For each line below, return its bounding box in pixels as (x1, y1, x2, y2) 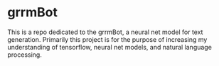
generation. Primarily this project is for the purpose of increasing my (7, 35, 208, 43)
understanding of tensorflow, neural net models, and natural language (7, 43, 212, 51)
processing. (7, 50, 43, 59)
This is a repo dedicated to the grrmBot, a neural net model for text (7, 28, 203, 36)
